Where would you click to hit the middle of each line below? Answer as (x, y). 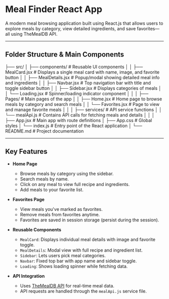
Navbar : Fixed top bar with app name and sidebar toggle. (78, 261)
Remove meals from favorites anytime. (60, 214)
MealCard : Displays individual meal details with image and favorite (88, 239)
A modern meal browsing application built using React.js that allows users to (84, 23)
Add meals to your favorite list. (52, 190)
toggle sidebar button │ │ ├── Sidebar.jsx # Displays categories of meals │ (83, 88)
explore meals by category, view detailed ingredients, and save (70, 28)
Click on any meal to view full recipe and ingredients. (75, 184)
